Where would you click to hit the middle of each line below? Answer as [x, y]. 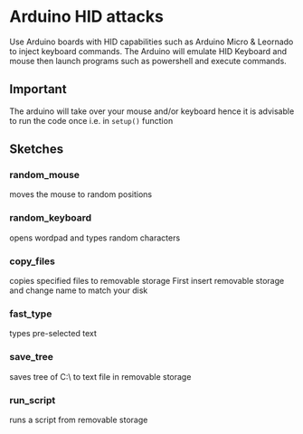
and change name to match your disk [79, 290]
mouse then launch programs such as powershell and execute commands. [148, 61]
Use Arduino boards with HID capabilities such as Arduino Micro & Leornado [151, 42]
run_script [33, 400]
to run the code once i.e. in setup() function [91, 120]
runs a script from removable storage [79, 420]
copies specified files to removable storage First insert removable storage [147, 281]
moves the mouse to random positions [80, 194]
